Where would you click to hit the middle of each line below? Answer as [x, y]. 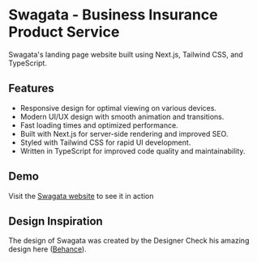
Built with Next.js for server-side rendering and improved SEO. [124, 133]
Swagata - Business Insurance [113, 15]
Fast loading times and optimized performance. [99, 125]
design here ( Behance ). [47, 249]
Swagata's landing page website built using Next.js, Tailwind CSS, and [126, 54]
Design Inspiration [56, 221]
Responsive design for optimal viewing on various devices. [118, 108]
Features [31, 89]
